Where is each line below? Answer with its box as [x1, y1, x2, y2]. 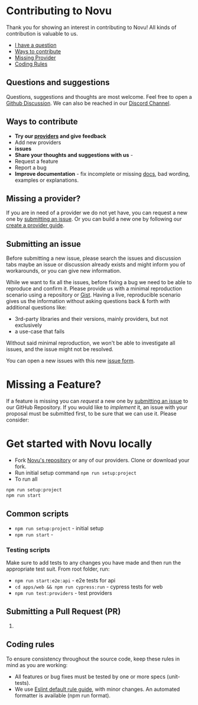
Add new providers [14, 139, 61, 146]
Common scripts [6, 509, 69, 519]
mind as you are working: [6, 661, 68, 668]
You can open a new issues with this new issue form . [6, 357, 135, 365]
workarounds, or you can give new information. [6, 268, 121, 275]
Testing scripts [6, 546, 50, 554]
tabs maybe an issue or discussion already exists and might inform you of [6, 261, 186, 268]
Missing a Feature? [6, 378, 102, 391]
